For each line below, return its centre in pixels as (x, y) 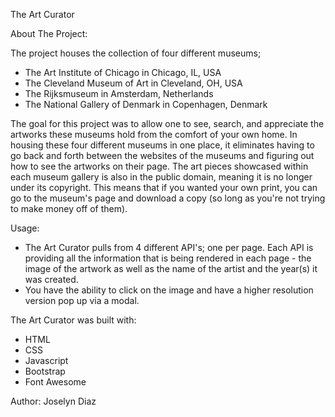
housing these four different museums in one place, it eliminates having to (162, 145)
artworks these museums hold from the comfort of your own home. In (154, 134)
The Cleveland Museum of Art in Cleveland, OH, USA (133, 83)
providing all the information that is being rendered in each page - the (168, 258)
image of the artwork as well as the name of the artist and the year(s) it (171, 268)
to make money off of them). (69, 208)
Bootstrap (45, 371)
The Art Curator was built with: (73, 320)
